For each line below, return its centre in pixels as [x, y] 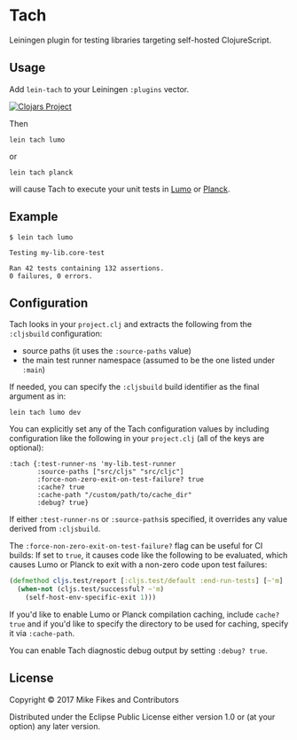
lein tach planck [41, 172]
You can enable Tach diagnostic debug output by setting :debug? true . [138, 650]
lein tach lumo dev [45, 413]
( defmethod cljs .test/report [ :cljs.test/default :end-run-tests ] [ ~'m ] [146, 581]
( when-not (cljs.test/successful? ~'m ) [91, 589]
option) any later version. [55, 726]
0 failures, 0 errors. [51, 276]
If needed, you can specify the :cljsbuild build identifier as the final [134, 387]
